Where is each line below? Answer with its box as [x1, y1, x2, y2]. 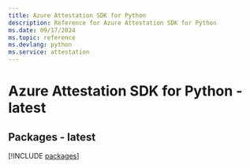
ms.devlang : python [8, 41, 73, 49]
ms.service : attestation [8, 48, 90, 56]
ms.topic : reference [8, 33, 76, 42]
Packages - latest [8, 130, 96, 144]
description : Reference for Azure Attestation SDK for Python [8, 19, 217, 27]
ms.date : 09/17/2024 [8, 26, 76, 34]
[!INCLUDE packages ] [8, 151, 80, 160]
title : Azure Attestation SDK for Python [8, 11, 147, 20]
